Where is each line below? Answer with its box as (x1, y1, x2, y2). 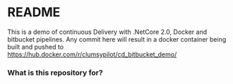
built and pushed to (7, 42, 64, 51)
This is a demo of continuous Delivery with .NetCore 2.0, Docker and (7, 28, 208, 36)
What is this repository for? (7, 68, 104, 78)
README (7, 4, 61, 20)
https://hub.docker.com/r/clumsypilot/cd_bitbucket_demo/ (7, 50, 177, 59)
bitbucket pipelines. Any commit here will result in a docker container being (7, 35, 227, 43)
